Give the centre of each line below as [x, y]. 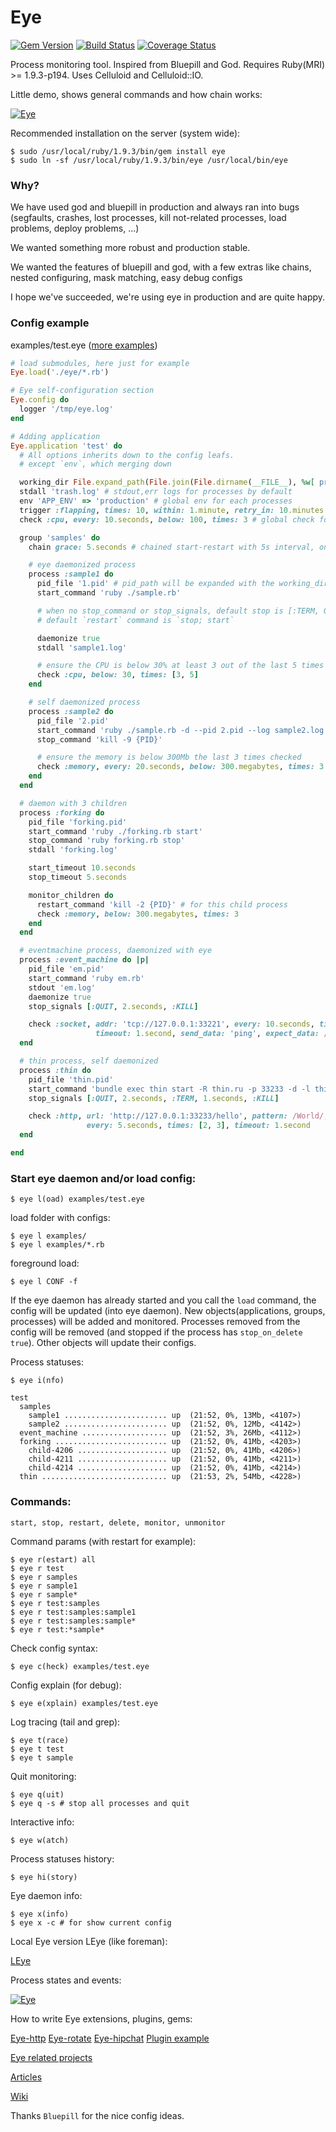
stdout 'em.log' [62, 987]
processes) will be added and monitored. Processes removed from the [155, 1322]
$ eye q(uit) [37, 1794]
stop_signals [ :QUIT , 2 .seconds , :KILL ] [113, 1006]
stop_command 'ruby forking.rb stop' [107, 841]
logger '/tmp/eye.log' [66, 409]
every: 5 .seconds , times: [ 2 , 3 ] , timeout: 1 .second [198, 1126]
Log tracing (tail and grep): [65, 1722]
